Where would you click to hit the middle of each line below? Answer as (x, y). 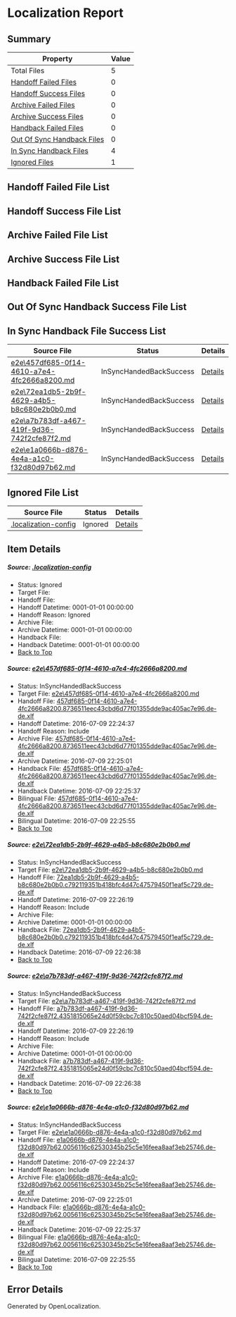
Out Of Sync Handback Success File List (97, 307)
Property (57, 59)
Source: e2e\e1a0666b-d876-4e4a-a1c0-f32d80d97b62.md (98, 1107)
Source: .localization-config (50, 567)
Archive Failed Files (43, 105)
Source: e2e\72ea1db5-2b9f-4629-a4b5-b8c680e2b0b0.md (99, 844)
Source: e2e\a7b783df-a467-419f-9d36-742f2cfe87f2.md (95, 976)
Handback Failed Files (47, 128)
